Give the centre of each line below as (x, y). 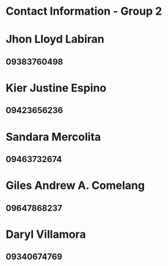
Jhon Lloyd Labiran (55, 39)
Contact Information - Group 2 (84, 11)
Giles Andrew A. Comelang (75, 186)
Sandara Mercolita (53, 137)
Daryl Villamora (46, 234)
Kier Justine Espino (56, 88)
